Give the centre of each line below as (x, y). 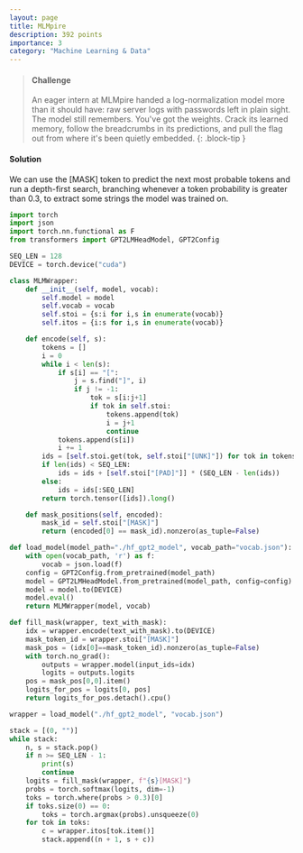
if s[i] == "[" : (88, 372)
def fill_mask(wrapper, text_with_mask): (88, 623)
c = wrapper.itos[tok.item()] (98, 831)
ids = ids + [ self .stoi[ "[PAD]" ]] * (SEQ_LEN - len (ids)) (169, 473)
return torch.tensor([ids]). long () (109, 498)
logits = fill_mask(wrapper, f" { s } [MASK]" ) (109, 781)
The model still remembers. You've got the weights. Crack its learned (160, 119)
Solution (26, 159)
